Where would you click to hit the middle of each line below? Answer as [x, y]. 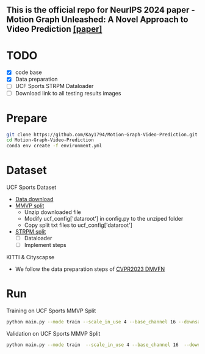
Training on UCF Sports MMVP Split [51, 311]
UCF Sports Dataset [31, 187]
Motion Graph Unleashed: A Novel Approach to [97, 20]
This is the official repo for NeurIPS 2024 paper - [101, 10]
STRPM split [31, 232]
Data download [34, 199]
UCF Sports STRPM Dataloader [54, 86]
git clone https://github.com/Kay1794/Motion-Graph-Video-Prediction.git [102, 135]
